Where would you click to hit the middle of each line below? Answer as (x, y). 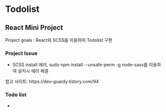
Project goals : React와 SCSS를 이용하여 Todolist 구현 (59, 40)
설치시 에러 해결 (33, 71)
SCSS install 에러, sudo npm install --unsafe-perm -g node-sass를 (80, 65)
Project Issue (21, 53)
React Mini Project (34, 28)
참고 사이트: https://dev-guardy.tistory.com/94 (52, 82)
